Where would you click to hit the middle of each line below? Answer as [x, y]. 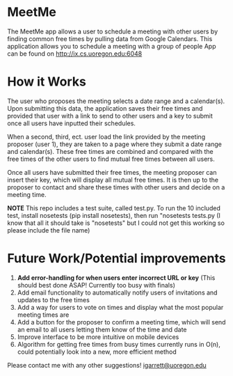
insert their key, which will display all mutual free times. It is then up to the [113, 180]
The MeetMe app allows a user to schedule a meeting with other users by [113, 31]
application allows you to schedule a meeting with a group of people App [112, 46]
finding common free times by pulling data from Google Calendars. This [110, 38]
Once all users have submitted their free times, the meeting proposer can [112, 172]
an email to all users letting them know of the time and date [102, 329]
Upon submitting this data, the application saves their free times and [105, 108]
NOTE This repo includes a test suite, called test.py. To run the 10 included [114, 208]
